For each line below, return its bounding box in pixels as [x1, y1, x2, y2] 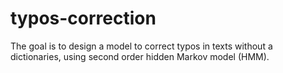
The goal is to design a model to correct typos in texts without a [10, 40, 273, 52]
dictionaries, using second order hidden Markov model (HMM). [10, 50, 270, 62]
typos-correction [10, 7, 157, 30]
